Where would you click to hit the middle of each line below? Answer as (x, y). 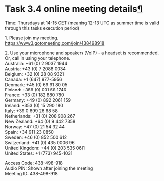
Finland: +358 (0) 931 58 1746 (36, 90)
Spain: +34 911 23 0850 (29, 132)
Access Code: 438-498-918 (34, 163)
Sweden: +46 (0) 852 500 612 (36, 137)
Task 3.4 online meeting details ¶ (74, 9)
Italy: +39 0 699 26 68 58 (32, 111)
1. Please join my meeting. (32, 38)
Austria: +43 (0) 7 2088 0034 (36, 69)
